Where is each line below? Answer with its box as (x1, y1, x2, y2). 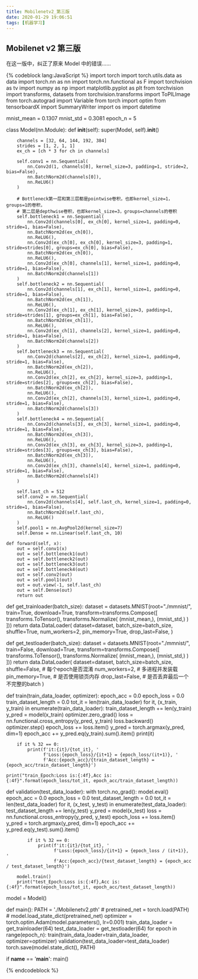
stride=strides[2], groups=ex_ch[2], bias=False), (6, 380, 134, 386)
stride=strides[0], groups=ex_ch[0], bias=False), (6, 245, 134, 251)
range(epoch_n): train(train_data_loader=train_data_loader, (6, 932, 150, 939)
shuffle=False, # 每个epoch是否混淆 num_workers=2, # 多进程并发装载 (6, 665, 178, 673)
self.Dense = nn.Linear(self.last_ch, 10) (17, 530, 123, 537)
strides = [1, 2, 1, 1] (17, 143, 76, 149)
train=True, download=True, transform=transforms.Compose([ (6, 609, 158, 617)
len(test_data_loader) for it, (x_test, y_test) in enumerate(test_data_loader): (6, 801, 187, 808)
